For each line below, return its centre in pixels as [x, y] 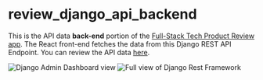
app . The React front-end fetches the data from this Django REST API [120, 43]
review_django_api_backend [103, 14]
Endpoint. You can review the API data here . [79, 52]
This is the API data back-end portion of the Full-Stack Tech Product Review [131, 36]
